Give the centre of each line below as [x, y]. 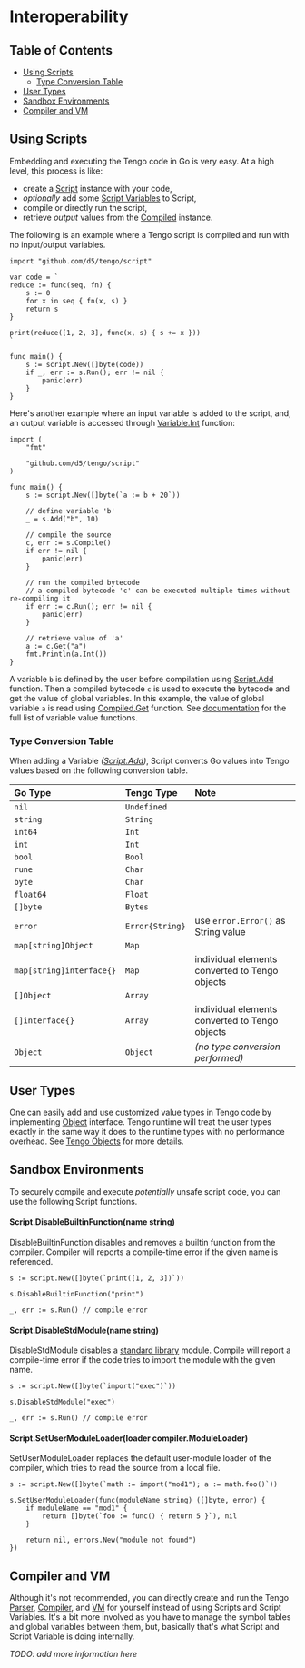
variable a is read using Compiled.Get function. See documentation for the [148, 708]
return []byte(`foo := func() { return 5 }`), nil [140, 1516]
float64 [30, 895]
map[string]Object [54, 946]
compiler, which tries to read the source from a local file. [115, 1468]
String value [221, 932]
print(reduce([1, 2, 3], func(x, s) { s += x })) [105, 333]
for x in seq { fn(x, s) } [77, 301]
